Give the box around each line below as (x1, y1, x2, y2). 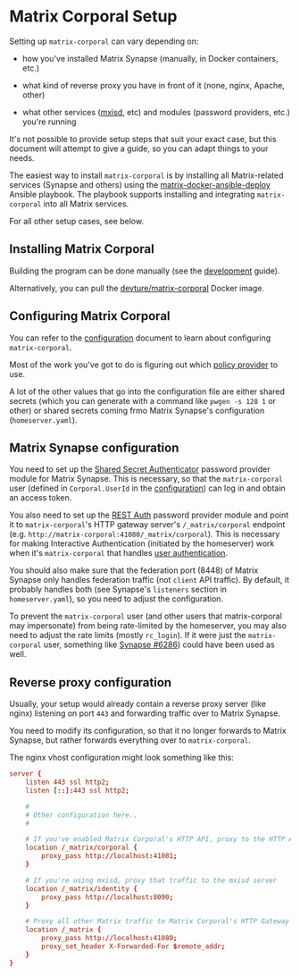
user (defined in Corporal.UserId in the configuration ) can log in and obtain (9, 483, 286, 493)
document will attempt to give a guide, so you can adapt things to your (9, 143, 269, 154)
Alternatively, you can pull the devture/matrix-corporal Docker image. (9, 282, 265, 293)
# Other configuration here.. (25, 811, 138, 820)
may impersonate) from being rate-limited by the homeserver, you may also (9, 620, 287, 631)
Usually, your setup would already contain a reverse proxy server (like (9, 699, 266, 710)
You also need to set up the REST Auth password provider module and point (9, 509, 289, 520)
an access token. (9, 492, 72, 503)
